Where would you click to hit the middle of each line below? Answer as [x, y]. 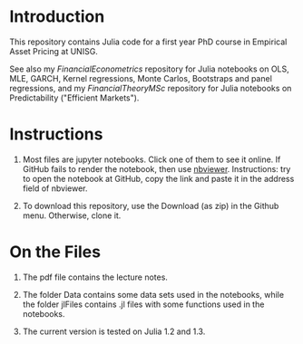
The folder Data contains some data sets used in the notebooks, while [153, 294]
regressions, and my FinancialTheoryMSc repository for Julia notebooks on [151, 88]
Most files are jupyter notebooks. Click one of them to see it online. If [151, 159]
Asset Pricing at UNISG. [54, 51]
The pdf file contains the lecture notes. [95, 277]
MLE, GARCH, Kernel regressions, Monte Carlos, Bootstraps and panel [141, 78]
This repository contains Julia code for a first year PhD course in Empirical [148, 42]
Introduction [57, 17]
